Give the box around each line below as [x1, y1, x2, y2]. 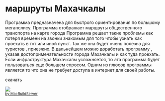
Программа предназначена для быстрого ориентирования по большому [5, 19, 161, 25]
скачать [5, 77, 22, 83]
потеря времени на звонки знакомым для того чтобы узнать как [5, 35, 142, 41]
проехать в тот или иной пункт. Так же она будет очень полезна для [5, 40, 150, 46]
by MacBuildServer [5, 91, 38, 96]
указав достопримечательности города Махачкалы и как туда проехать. [5, 51, 160, 57]
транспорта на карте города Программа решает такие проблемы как [5, 30, 153, 36]
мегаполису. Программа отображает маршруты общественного [5, 24, 143, 30]
